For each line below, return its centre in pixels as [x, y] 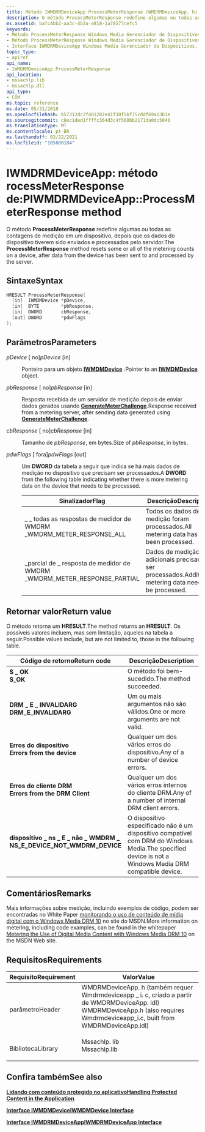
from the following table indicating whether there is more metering [105, 479]
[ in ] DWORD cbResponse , [52, 312]
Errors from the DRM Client [50, 794]
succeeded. [144, 687]
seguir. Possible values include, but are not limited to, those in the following [100, 639]
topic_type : [21, 52]
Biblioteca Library [34, 1048]
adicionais [160, 559]
